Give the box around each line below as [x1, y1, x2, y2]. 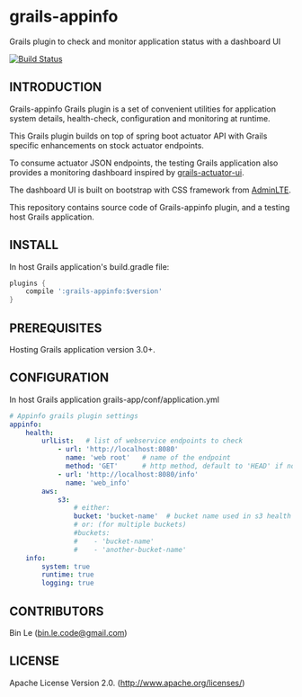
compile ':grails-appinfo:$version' [25, 287, 164, 296]
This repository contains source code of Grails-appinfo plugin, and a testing [9, 201, 290, 212]
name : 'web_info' [66, 478, 130, 487]
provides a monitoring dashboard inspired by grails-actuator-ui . [9, 166, 244, 177]
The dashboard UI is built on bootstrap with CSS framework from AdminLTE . [9, 184, 292, 195]
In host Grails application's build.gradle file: [9, 261, 170, 272]
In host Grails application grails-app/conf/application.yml [9, 394, 220, 405]
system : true [41, 562, 91, 571]
